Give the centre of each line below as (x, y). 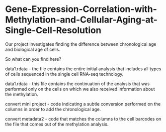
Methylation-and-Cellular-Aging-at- (82, 20)
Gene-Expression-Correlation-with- (81, 9)
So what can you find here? (33, 59)
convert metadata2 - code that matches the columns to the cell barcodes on (83, 119)
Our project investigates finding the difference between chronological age (81, 44)
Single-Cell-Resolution (53, 30)
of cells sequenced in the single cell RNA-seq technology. (64, 74)
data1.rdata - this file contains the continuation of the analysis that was (78, 84)
